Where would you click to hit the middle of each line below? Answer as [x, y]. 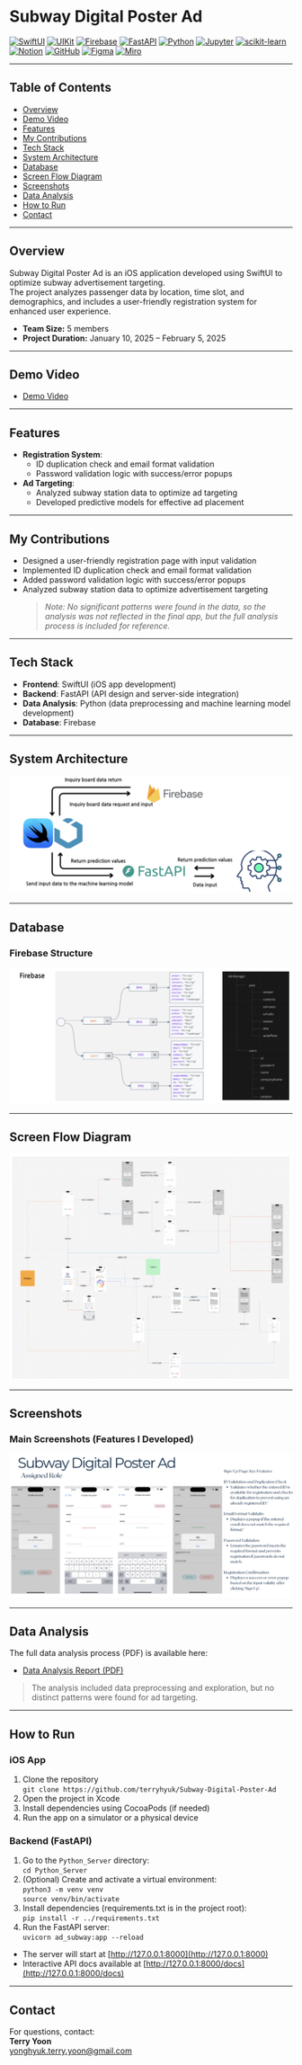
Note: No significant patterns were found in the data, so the [155, 607]
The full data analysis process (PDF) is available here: [109, 1653]
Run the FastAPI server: [66, 1927]
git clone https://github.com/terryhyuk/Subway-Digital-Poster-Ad [149, 1790]
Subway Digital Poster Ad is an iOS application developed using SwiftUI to [146, 272]
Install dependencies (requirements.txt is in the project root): [134, 1909]
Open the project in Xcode [71, 1799]
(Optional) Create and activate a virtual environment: [120, 1880]
